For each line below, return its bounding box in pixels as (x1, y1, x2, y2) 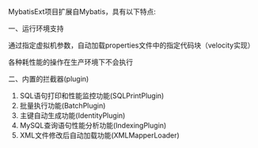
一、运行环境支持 (8, 24, 64, 33)
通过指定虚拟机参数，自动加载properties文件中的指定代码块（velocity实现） (8, 40, 255, 50)
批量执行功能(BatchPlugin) (19, 101, 106, 110)
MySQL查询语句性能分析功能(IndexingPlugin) (19, 121, 167, 130)
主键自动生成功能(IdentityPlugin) (19, 111, 126, 120)
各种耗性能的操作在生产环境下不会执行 (8, 58, 133, 66)
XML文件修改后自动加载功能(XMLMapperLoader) (19, 131, 180, 140)
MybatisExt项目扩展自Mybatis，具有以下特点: (8, 7, 157, 16)
